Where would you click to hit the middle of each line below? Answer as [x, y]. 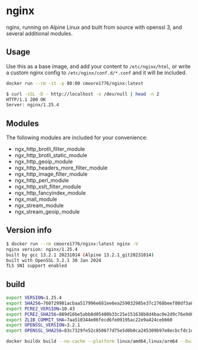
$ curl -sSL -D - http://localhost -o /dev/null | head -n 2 [83, 94]
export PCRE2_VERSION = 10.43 [41, 309]
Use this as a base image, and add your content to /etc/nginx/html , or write [98, 66]
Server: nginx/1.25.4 [33, 105]
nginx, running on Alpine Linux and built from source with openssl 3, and [94, 27]
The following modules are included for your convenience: [77, 138]
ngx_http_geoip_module [44, 162]
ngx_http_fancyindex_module [50, 193]
